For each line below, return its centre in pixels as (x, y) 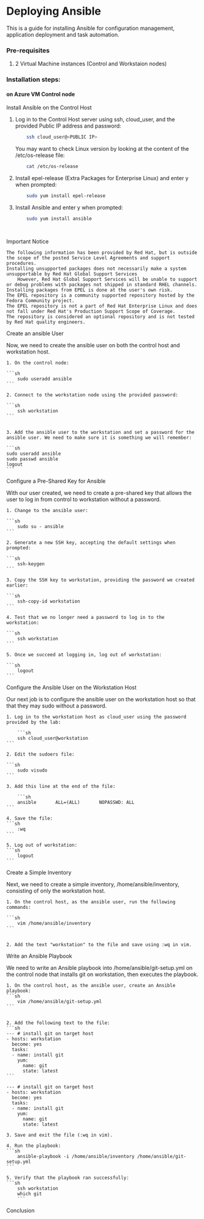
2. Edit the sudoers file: (40, 754)
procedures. (21, 263)
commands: (19, 907)
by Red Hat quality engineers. (46, 322)
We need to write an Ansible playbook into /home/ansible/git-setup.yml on (100, 968)
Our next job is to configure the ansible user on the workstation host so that (101, 699)
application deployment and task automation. (63, 34)
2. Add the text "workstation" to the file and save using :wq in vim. (99, 944)
